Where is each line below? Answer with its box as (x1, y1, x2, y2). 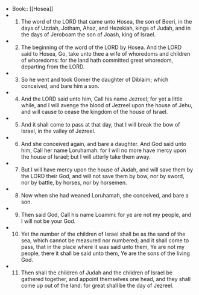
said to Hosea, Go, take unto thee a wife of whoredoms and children (21, 50, 191, 57)
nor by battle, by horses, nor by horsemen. (21, 179, 127, 186)
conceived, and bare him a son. (21, 82, 99, 90)
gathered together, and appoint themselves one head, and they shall (21, 276, 191, 282)
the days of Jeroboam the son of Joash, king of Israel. (21, 31, 156, 38)
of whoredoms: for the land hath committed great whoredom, (21, 57, 174, 64)
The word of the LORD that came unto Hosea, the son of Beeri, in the (21, 18, 192, 25)
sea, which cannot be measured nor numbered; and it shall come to (21, 237, 189, 244)
